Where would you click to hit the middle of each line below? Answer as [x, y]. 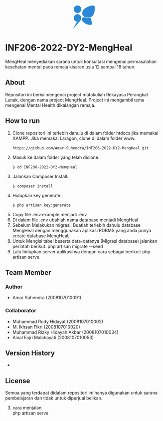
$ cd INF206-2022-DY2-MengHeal [45, 167]
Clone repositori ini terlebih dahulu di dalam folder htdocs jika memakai [85, 133]
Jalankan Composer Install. [40, 176]
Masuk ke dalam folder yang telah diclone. [56, 157]
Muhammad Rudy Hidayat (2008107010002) [58, 321]
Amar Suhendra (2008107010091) [47, 298]
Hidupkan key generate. [37, 195]
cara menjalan [27, 408]
